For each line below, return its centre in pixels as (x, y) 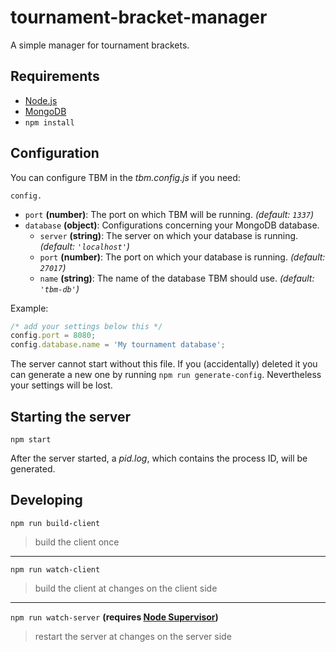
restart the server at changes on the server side (133, 636)
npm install (49, 122)
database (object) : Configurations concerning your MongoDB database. (172, 225)
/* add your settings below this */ (86, 326)
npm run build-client (55, 523)
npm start (31, 440)
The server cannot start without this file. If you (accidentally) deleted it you (164, 364)
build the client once (77, 542)
